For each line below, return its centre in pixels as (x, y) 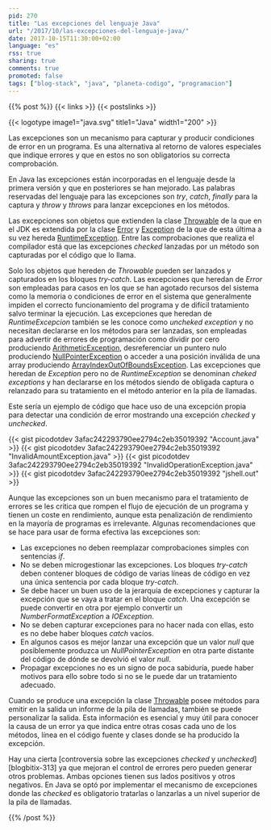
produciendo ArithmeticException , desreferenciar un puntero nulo (118, 347)
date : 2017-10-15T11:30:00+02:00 (65, 38)
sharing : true (32, 61)
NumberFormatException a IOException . (87, 616)
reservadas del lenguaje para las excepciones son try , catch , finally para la (133, 196)
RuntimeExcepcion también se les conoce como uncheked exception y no (131, 322)
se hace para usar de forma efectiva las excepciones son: (104, 532)
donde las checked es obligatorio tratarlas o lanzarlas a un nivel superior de (134, 793)
